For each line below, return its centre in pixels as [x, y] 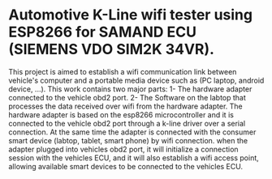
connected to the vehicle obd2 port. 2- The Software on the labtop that [127, 97]
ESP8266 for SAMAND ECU [103, 32]
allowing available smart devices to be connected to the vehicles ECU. [126, 166]
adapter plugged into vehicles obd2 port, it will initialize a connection [123, 149]
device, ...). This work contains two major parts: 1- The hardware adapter [130, 89]
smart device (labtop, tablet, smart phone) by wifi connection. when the [128, 140]
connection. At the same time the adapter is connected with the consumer [132, 132]
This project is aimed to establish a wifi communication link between [123, 71]
